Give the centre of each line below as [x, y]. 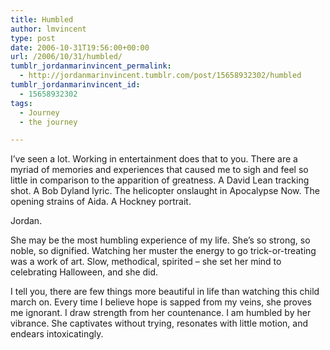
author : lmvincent [48, 29]
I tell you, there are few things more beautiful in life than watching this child [165, 292]
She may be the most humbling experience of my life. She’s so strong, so [160, 240]
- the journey [48, 122]
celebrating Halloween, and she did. [84, 272]
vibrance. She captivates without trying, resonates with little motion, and [159, 323]
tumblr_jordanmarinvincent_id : [75, 85]
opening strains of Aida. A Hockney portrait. [101, 202]
